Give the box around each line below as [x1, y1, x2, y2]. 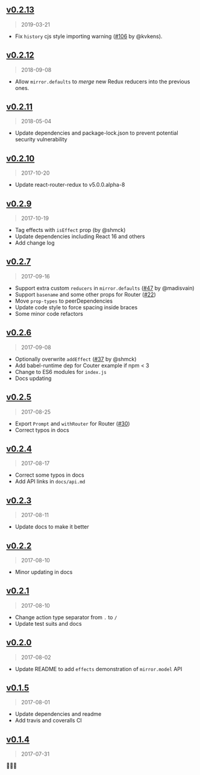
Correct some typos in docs [14, 471, 84, 479]
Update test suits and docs [14, 620, 83, 627]
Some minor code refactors [14, 310, 83, 317]
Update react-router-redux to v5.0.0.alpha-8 [14, 181, 125, 188]
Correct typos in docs [14, 426, 69, 434]
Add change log [14, 239, 55, 246]
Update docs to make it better [14, 523, 89, 530]
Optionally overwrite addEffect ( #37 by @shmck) [14, 355, 137, 362]
